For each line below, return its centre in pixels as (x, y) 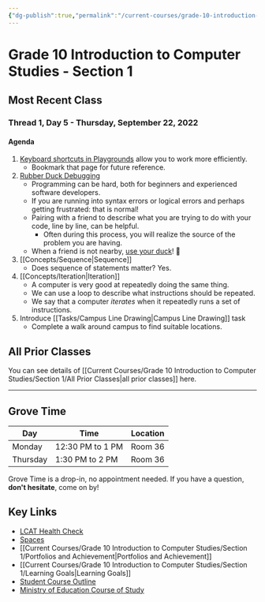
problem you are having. (83, 243)
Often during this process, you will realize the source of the (139, 234)
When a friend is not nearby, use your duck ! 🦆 (106, 251)
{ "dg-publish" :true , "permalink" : (63, 15)
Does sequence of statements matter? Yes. (101, 268)
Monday (28, 447)
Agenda (21, 141)
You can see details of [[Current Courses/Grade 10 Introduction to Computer (132, 371)
